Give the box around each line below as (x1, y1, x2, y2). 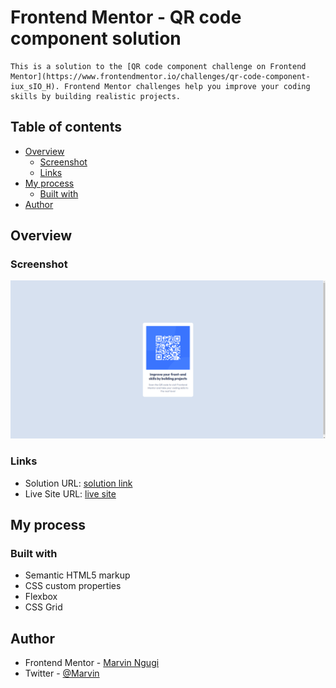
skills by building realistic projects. (10, 91, 182, 101)
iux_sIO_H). (10, 81, 60, 91)
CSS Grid (24, 601, 63, 613)
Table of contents (10, 119, 122, 136)
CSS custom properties (24, 580, 122, 592)
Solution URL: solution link (24, 477, 133, 489)
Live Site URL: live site (24, 487, 117, 500)
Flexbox (24, 591, 58, 603)
